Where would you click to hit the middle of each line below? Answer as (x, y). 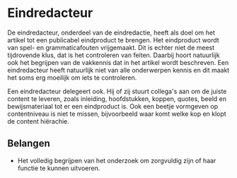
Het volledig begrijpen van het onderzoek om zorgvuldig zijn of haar (117, 160)
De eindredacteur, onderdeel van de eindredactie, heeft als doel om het (111, 32)
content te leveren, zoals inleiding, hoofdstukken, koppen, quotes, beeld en (117, 99)
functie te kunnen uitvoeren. (59, 168)
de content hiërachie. (38, 121)
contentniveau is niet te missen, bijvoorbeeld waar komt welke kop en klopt (117, 114)
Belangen (29, 144)
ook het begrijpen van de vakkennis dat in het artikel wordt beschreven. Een (118, 62)
